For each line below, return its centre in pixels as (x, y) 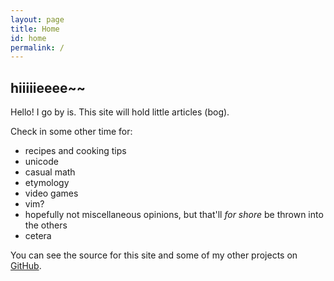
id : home (28, 38)
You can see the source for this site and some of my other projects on (154, 255)
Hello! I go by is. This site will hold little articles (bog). (120, 112)
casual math (50, 172)
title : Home (35, 29)
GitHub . (26, 266)
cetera (38, 236)
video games (51, 193)
